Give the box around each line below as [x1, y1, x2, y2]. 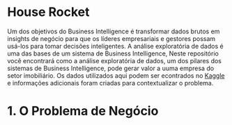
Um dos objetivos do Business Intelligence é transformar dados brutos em [7, 27, 220, 35]
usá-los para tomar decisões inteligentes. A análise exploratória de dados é [7, 42, 224, 50]
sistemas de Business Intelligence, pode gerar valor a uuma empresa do [7, 64, 215, 72]
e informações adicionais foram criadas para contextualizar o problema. [7, 78, 214, 87]
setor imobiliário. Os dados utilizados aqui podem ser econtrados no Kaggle [7, 71, 225, 80]
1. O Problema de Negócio [7, 103, 159, 119]
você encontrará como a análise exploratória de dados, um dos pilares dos [7, 56, 222, 65]
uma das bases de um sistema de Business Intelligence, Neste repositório [7, 49, 219, 58]
